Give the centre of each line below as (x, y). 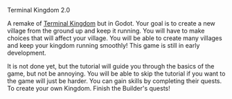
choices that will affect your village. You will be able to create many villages (115, 38)
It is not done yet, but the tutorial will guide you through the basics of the (111, 66)
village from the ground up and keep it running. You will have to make (106, 31)
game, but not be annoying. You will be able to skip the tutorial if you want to (116, 73)
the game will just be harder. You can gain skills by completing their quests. (115, 81)
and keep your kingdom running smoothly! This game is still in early (104, 45)
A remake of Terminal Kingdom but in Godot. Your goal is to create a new (111, 23)
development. (27, 53)
